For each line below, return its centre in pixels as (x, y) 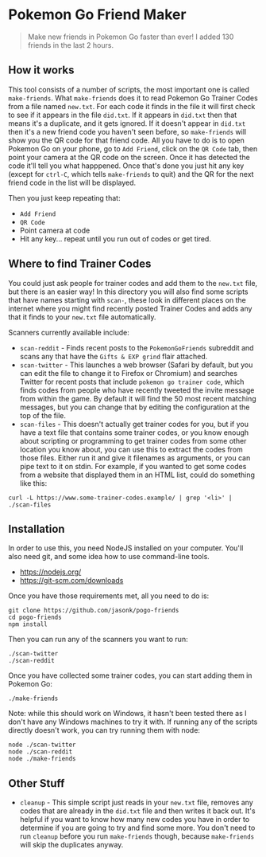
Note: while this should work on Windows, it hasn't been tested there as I (127, 714)
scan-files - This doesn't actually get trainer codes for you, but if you (134, 424)
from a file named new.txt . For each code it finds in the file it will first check (132, 106)
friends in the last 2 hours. (70, 45)
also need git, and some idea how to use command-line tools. (109, 557)
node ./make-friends (42, 759)
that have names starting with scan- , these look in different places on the (127, 299)
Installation (37, 528)
